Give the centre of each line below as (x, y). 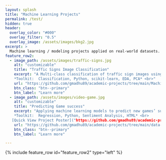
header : (13, 28)
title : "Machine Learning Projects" (43, 14)
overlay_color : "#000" (33, 33)
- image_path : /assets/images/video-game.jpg (57, 97)
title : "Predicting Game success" (49, 107)
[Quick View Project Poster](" (44, 120)
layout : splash (21, 10)
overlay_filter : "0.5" (33, 38)
